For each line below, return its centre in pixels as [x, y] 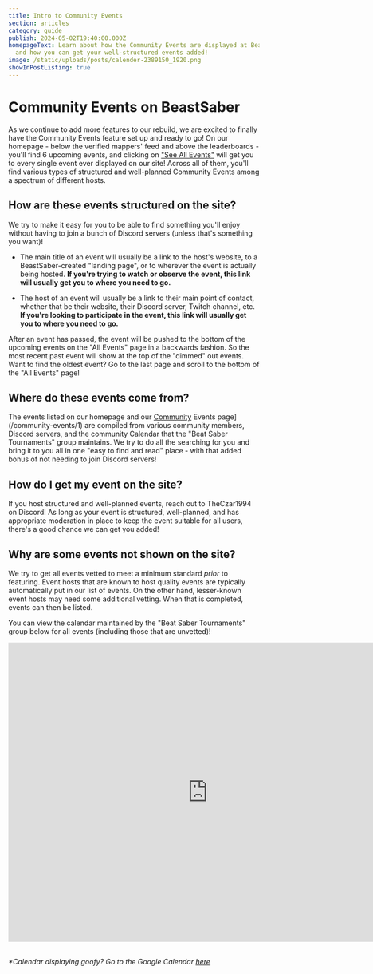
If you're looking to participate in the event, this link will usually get [133, 315]
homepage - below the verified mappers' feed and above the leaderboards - [133, 146]
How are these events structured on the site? [122, 206]
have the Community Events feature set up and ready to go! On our [118, 137]
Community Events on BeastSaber [124, 107]
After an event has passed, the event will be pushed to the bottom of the [127, 339]
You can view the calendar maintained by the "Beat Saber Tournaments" [127, 623]
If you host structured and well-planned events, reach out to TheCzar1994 [130, 504]
